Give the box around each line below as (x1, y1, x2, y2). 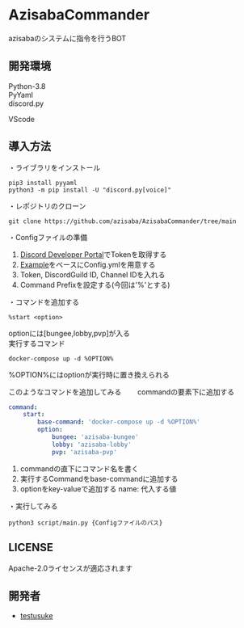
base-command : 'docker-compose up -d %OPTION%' (37, 418, 200, 426)
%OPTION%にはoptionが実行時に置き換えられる (8, 369, 170, 379)
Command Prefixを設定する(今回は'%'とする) (19, 280, 170, 289)
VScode (8, 114, 35, 124)
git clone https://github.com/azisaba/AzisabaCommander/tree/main (8, 217, 237, 225)
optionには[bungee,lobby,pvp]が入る (8, 328, 131, 338)
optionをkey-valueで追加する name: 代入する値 (19, 483, 177, 494)
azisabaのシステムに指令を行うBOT (8, 33, 127, 43)
